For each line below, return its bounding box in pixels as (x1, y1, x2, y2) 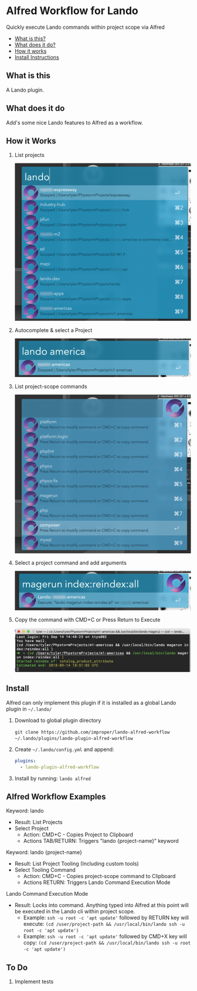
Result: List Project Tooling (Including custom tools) (14, 860, 139, 868)
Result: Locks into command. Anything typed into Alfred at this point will (14, 902, 189, 909)
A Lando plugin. (6, 86, 45, 93)
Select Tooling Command (14, 866, 76, 873)
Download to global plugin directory (14, 717, 101, 724)
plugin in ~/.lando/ (6, 705, 52, 712)
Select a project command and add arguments (14, 560, 127, 567)
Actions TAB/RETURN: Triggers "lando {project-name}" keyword (23, 838, 179, 845)
